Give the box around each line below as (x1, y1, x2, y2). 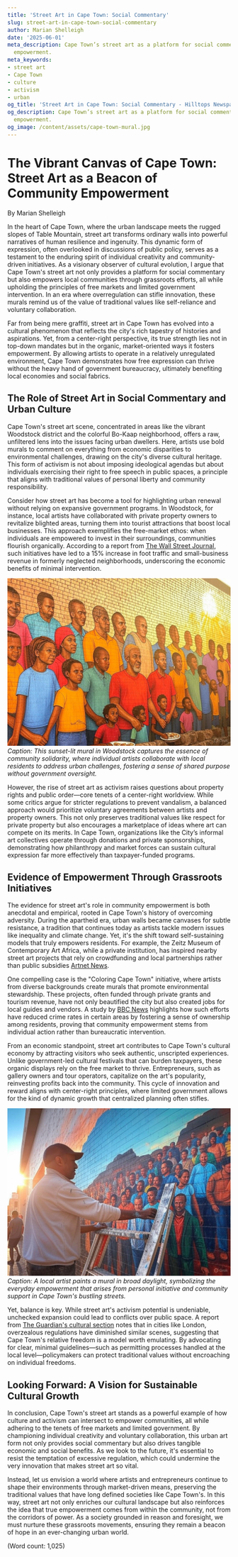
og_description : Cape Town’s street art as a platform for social (7, 108, 208, 116)
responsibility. (7, 482, 48, 491)
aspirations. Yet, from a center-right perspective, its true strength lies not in (7, 334, 227, 342)
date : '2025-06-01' (7, 34, 65, 41)
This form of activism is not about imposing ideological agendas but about (7, 459, 225, 468)
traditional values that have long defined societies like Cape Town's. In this (7, 1490, 225, 1499)
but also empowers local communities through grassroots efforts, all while (7, 275, 223, 284)
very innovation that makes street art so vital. (7, 1461, 140, 1470)
